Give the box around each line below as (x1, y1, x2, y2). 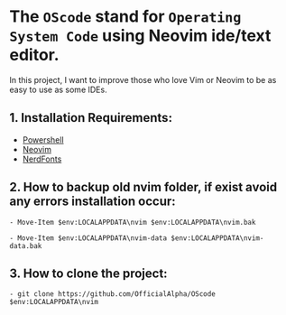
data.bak (9, 241, 42, 250)
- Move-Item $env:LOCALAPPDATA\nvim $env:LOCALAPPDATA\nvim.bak (9, 218, 256, 227)
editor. (9, 45, 60, 65)
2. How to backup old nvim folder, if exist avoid (9, 180, 278, 195)
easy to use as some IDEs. (9, 84, 107, 95)
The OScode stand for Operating (9, 6, 242, 27)
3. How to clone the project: (9, 265, 169, 281)
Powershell (22, 134, 65, 145)
